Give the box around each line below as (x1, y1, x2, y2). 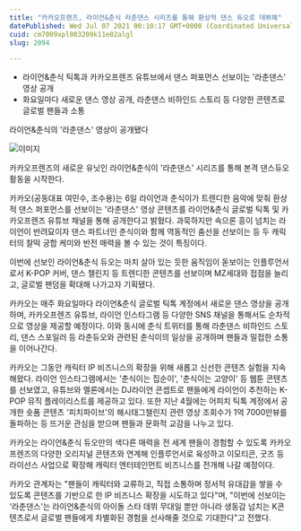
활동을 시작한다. (9, 174, 65, 185)
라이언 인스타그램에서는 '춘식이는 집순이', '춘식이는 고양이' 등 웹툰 (35, 373, 264, 384)
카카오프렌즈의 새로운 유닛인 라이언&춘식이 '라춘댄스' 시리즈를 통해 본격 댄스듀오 (9, 162, 289, 173)
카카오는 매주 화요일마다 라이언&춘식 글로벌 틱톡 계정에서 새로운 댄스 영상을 (9, 298, 273, 309)
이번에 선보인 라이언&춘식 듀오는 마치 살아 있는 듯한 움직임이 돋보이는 (9, 257, 251, 267)
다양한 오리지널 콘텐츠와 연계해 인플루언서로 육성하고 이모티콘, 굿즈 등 (39, 448, 285, 459)
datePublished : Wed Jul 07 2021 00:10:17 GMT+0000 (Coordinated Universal (9, 22, 295, 30)
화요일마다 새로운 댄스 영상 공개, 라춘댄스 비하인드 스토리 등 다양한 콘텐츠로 (21, 94, 286, 105)
